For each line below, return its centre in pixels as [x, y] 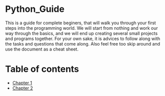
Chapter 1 [22, 83]
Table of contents [42, 69]
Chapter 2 [23, 88]
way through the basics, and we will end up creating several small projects [82, 33]
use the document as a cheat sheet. [42, 49]
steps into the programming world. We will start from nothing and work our [82, 28]
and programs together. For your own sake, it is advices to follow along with [83, 39]
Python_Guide [35, 9]
